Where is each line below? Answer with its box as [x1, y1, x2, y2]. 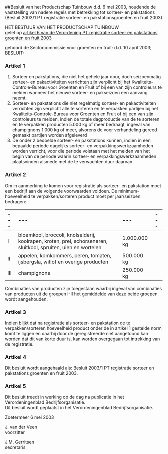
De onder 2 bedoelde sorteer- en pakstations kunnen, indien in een [12, 137, 151, 144]
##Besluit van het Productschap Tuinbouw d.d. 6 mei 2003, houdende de [5, 4, 156, 10]
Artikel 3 [5, 308, 26, 315]
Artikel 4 [5, 353, 26, 360]
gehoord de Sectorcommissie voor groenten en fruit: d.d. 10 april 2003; [5, 45, 152, 50]
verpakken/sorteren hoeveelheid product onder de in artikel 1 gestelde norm [5, 325, 162, 331]
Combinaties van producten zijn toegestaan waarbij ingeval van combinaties [5, 285, 162, 291]
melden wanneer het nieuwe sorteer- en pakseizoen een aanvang [12, 90, 148, 96]
